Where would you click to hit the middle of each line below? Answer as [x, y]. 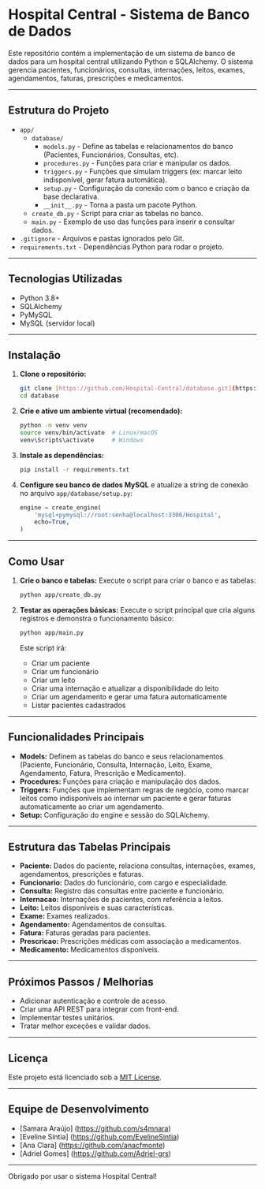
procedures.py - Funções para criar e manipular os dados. [137, 162]
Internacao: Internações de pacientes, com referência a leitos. [121, 900]
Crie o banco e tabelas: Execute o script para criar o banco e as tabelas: [138, 580]
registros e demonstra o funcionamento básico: [97, 618]
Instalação [35, 355]
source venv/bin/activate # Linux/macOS [89, 433]
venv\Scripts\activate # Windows [82, 440]
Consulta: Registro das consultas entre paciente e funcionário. [122, 891]
